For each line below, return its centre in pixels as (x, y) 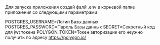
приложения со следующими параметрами (51, 12)
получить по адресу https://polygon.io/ (46, 37)
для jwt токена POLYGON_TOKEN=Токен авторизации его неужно (74, 32)
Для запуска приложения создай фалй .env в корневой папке (70, 7)
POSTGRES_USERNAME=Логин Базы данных (52, 22)
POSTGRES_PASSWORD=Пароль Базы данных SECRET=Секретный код (80, 27)
